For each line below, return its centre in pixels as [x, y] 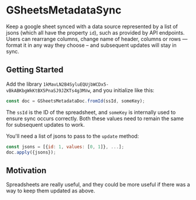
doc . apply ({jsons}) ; [31, 152]
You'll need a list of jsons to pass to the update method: [73, 136]
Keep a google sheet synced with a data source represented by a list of [92, 26]
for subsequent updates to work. [45, 124]
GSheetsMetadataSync [64, 10]
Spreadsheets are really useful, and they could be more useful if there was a [98, 185]
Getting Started [35, 70]
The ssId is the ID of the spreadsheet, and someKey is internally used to [91, 112]
